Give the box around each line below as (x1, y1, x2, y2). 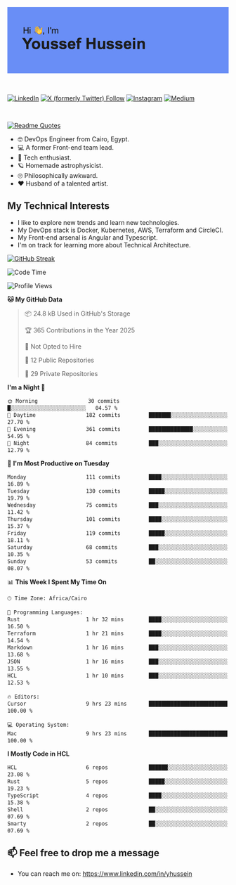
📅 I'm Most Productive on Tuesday (7, 459, 110, 467)
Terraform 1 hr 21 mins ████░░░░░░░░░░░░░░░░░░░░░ (7, 630, 228, 637)
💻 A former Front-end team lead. (17, 143, 114, 152)
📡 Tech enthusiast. (17, 153, 72, 162)
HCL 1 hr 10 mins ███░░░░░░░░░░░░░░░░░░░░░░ (7, 672, 228, 679)
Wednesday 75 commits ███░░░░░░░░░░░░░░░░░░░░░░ (7, 502, 228, 509)
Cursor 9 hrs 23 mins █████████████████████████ (7, 700, 228, 707)
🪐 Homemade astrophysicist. (17, 162, 103, 170)
